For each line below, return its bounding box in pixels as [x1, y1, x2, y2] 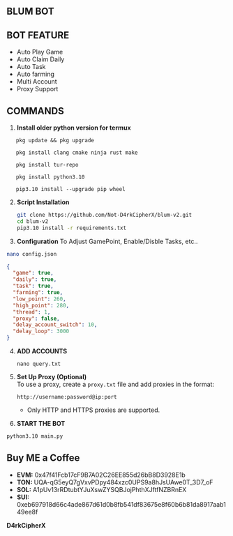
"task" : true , [13, 282, 54, 290]
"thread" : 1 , [13, 308, 51, 316]
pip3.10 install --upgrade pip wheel [15, 186, 126, 193]
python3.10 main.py [6, 433, 63, 440]
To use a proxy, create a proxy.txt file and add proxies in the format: [16, 380, 214, 389]
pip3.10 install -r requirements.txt [16, 224, 127, 231]
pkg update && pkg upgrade [15, 137, 95, 144]
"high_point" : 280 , [13, 302, 70, 309]
